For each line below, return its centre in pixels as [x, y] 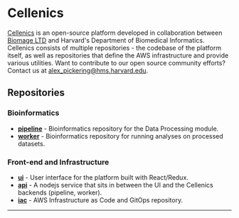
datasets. [31, 143]
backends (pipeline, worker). [60, 192]
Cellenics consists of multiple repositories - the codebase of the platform [115, 48]
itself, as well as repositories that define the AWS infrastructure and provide [118, 55]
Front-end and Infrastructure [58, 162]
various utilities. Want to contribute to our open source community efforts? [117, 62]
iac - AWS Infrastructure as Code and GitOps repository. [100, 200]
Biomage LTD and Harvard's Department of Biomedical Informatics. [106, 40]
